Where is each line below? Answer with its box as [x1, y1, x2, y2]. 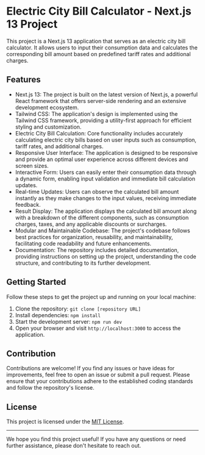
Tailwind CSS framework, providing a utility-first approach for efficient [15, 116, 192, 124]
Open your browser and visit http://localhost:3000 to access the [15, 324, 181, 332]
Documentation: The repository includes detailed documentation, [15, 246, 179, 254]
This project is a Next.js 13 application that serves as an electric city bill [6, 37, 186, 45]
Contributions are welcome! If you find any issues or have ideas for [6, 365, 175, 372]
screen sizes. [15, 162, 49, 169]
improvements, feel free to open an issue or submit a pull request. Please [6, 371, 190, 379]
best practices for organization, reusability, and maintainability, [15, 233, 173, 240]
